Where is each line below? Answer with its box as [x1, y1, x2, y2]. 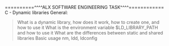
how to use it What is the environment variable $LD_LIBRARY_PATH [17, 24, 158, 30]
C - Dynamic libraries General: [5, 9, 68, 15]
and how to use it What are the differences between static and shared [17, 30, 163, 35]
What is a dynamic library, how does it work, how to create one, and [17, 19, 159, 25]
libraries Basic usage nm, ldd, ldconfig [17, 35, 97, 41]
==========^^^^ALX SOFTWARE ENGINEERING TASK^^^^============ [5, 4, 164, 10]
